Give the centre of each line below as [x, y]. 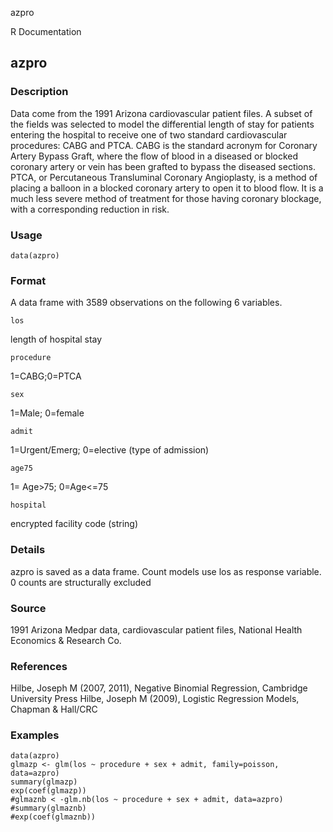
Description [39, 92]
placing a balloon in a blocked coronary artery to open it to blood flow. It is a [167, 188]
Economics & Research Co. [66, 640]
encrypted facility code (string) [74, 524]
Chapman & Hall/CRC [54, 709]
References [39, 666]
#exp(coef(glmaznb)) [53, 817]
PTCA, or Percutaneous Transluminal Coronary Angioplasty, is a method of [164, 177]
